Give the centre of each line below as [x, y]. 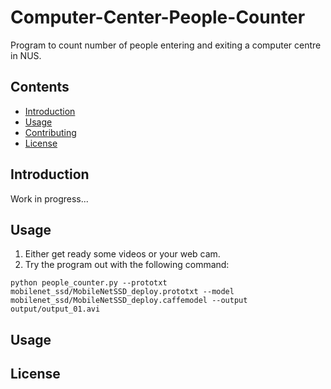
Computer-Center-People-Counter [158, 17]
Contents [40, 87]
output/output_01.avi [55, 309]
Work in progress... [49, 198]
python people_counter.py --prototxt [89, 283]
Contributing [50, 132]
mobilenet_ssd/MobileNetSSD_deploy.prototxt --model [122, 292]
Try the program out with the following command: [127, 265]
